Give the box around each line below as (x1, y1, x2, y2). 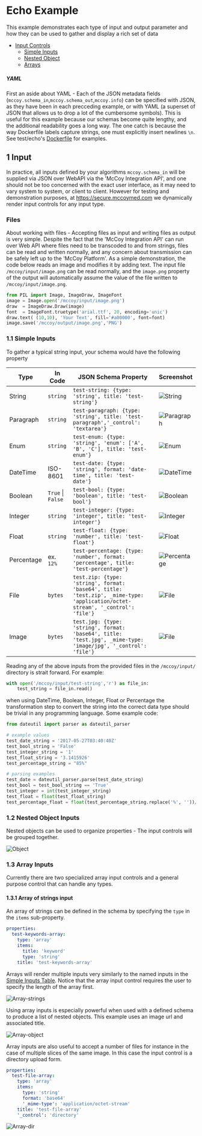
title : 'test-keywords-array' (17, 959, 93, 965)
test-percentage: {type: (73, 547, 144, 554)
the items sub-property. (6, 914, 65, 921)
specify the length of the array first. (6, 983, 94, 990)
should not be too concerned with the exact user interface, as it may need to (6, 181, 196, 188)
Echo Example (6, 4, 79, 17)
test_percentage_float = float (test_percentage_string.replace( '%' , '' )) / (6, 799, 198, 805)
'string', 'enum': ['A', (73, 439, 144, 446)
